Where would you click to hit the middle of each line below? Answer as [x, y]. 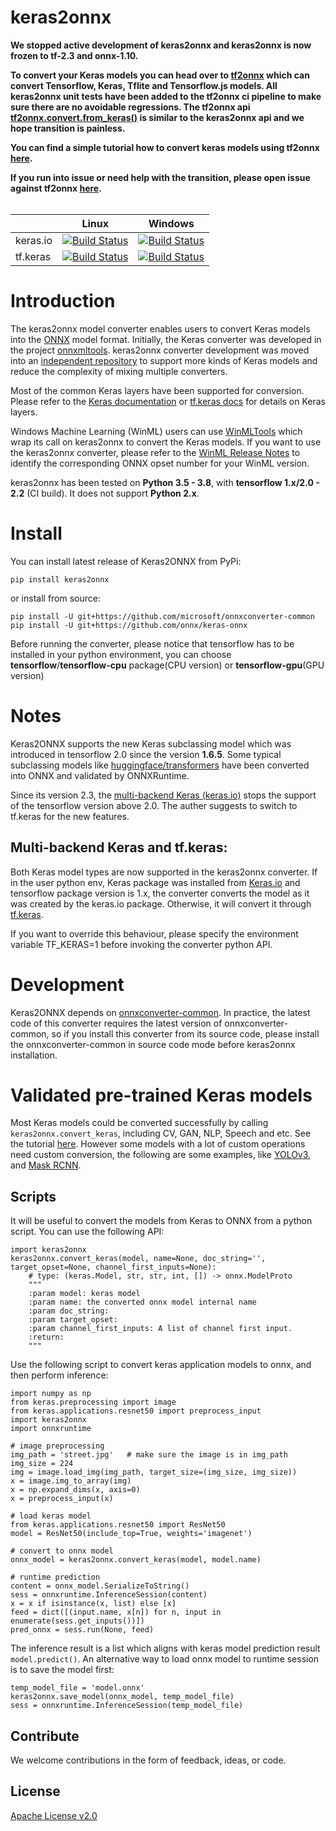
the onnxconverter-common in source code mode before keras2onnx [153, 1044]
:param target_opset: [73, 1320]
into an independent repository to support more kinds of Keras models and [164, 360]
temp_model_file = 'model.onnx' [77, 1688]
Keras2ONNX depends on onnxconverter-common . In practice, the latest [160, 1012]
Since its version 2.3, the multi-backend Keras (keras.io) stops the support [163, 795]
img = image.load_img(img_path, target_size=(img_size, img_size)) [154, 1472]
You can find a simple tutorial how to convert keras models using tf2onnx [165, 147]
